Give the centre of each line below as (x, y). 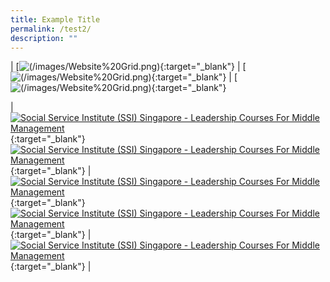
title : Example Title (55, 19)
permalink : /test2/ (51, 29)
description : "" (44, 38)
